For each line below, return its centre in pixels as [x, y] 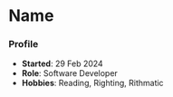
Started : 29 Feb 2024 [62, 63]
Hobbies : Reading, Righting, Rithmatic [92, 83]
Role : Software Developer [70, 73]
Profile [24, 44]
